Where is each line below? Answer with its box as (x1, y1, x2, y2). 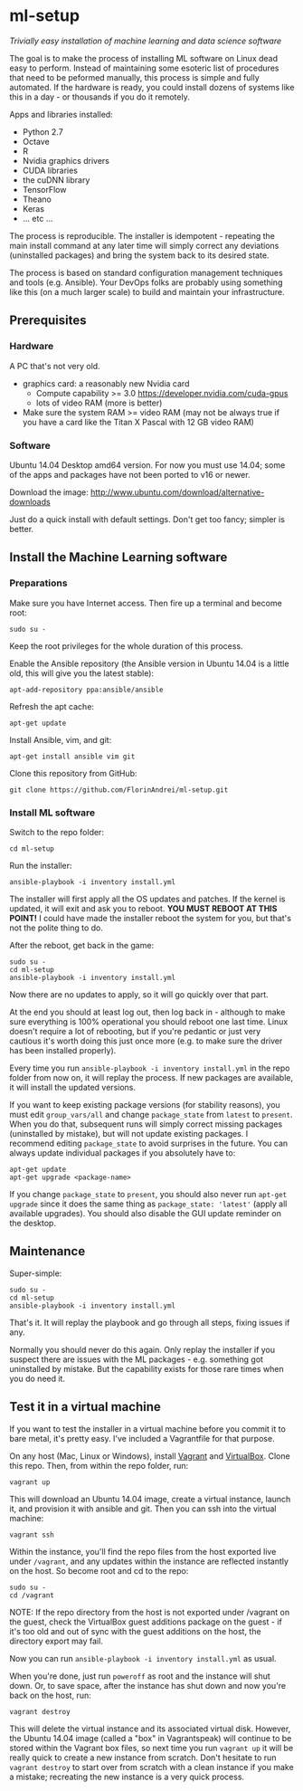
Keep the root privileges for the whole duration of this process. (9, 640, 243, 652)
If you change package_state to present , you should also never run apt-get (9, 1188, 288, 1199)
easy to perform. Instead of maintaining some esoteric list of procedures (9, 62, 279, 73)
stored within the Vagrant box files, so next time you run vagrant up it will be (9, 1742, 294, 1753)
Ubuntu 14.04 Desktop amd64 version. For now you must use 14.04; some (9, 459, 286, 471)
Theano (22, 194, 52, 205)
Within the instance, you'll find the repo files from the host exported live (9, 1546, 277, 1557)
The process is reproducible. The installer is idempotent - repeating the (9, 230, 276, 241)
